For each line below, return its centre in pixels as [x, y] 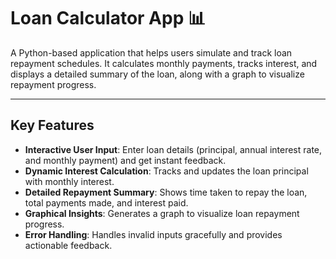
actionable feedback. [68, 245]
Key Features [52, 125]
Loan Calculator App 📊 [108, 18]
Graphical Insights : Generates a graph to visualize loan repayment [162, 213]
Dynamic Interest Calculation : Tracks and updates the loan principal [166, 171]
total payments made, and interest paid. [106, 202]
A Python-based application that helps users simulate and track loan [151, 52]
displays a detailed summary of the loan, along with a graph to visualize [157, 74]
